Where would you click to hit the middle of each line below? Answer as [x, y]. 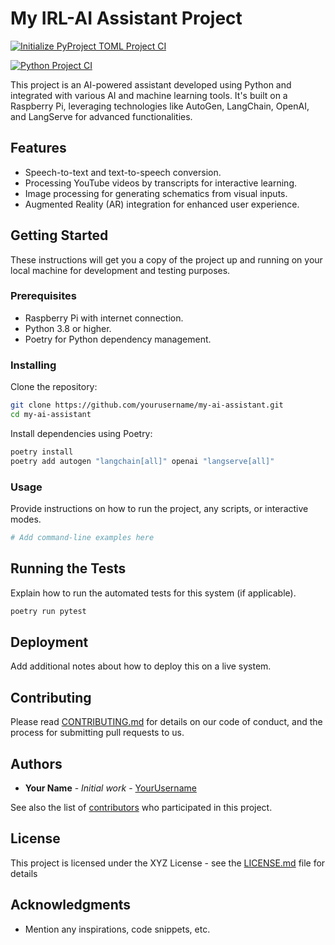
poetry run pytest [48, 611]
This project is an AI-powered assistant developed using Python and [151, 84]
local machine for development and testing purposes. [120, 270]
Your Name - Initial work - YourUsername [110, 788]
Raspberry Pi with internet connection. [104, 318]
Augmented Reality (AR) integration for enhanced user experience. [162, 204]
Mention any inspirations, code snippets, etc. [117, 929]
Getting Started [59, 235]
